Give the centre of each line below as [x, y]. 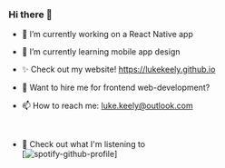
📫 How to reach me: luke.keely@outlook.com [107, 106]
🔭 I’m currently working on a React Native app [108, 35]
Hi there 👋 [31, 15]
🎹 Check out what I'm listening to [83, 144]
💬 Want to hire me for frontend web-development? [116, 88]
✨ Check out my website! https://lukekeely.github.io [118, 69]
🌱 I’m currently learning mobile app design [101, 52]
